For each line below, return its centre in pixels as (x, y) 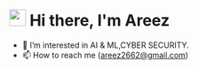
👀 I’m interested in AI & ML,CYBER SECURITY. (105, 45)
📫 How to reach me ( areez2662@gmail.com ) (105, 55)
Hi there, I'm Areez (100, 21)
